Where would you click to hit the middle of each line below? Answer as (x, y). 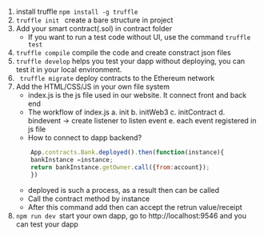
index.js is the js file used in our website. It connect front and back (137, 95)
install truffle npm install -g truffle (77, 12)
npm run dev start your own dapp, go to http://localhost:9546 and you (131, 215)
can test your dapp (47, 224)
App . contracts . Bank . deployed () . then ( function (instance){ (128, 152)
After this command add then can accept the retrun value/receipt (135, 207)
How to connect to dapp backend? (85, 138)
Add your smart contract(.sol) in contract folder (94, 28)
